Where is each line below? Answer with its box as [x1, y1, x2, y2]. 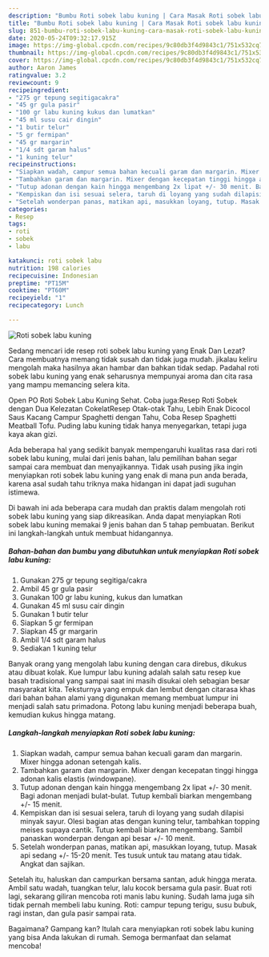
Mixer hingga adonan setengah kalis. [19, 757, 142, 767]
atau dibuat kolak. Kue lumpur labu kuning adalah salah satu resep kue [8, 667, 242, 677]
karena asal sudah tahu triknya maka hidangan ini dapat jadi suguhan [8, 478, 236, 488]
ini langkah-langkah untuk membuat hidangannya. [8, 528, 174, 538]
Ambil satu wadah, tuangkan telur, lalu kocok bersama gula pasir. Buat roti [8, 883, 252, 892]
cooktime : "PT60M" [8, 286, 70, 294]
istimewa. [8, 487, 40, 497]
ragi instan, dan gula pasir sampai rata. [8, 908, 137, 918]
